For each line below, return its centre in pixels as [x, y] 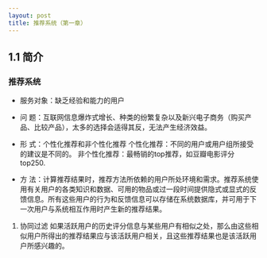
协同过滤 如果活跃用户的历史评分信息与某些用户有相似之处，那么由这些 [135, 226]
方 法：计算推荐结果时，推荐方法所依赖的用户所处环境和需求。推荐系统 [135, 179]
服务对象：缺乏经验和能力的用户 [72, 101]
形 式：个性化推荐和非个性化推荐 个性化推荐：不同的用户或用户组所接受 [137, 144]
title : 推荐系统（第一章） [48, 23]
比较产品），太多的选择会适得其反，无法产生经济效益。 [123, 127]
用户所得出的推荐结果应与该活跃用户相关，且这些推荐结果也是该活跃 [138, 236]
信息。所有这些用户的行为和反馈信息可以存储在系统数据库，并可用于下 [141, 199]
